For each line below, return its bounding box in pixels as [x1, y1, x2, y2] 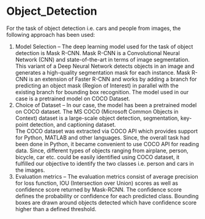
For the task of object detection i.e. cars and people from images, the [6, 24, 181, 32]
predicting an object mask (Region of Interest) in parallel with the [15, 81, 179, 89]
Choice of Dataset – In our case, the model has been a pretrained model [15, 101, 197, 108]
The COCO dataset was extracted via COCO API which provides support [15, 127, 198, 135]
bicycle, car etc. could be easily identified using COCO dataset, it [15, 153, 180, 160]
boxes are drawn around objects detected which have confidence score [15, 199, 197, 206]
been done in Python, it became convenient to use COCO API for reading [15, 140, 199, 147]
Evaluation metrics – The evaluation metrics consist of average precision [15, 173, 198, 180]
